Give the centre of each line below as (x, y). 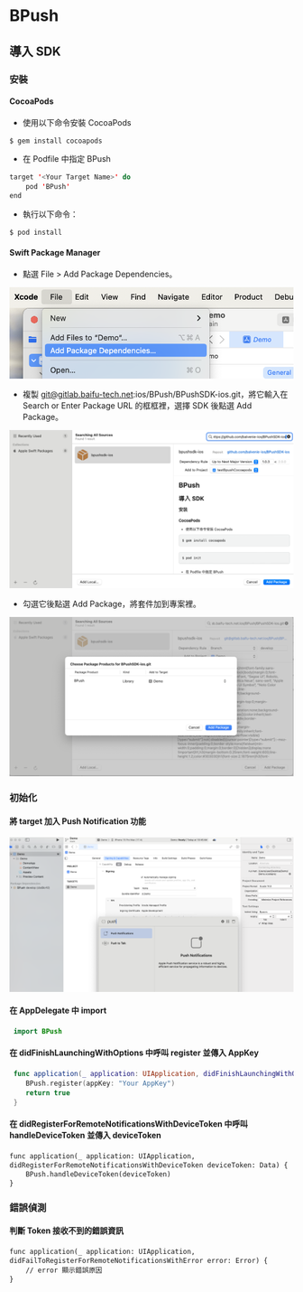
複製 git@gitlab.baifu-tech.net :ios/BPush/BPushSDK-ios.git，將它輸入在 (155, 394)
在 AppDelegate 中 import (58, 1011)
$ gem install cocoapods (56, 141)
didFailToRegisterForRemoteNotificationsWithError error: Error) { (139, 1260)
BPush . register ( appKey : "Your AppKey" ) (101, 1083)
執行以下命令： (50, 214)
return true (48, 1093)
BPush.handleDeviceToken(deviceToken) (98, 1174)
